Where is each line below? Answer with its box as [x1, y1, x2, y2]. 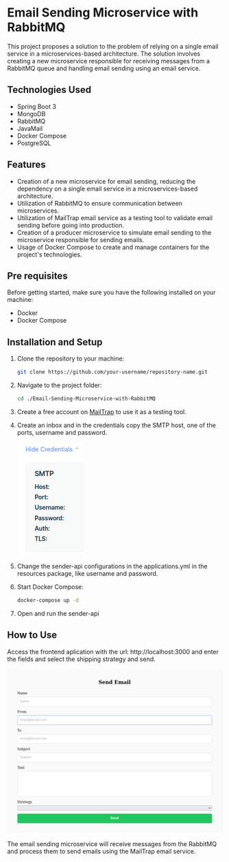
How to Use [7, 629, 58, 641]
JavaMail [16, 124, 43, 132]
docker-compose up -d [16, 596, 79, 603]
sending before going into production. [16, 221, 125, 229]
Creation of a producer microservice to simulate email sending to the [16, 228, 212, 237]
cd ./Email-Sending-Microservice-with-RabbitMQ [16, 396, 156, 402]
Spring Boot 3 [16, 102, 57, 111]
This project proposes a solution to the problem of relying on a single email [7, 42, 219, 50]
